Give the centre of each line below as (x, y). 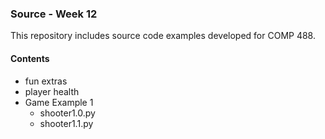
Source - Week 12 (54, 14)
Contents (30, 58)
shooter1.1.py (66, 123)
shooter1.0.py (67, 113)
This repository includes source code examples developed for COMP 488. (163, 36)
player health (52, 91)
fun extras (46, 81)
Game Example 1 (59, 102)
